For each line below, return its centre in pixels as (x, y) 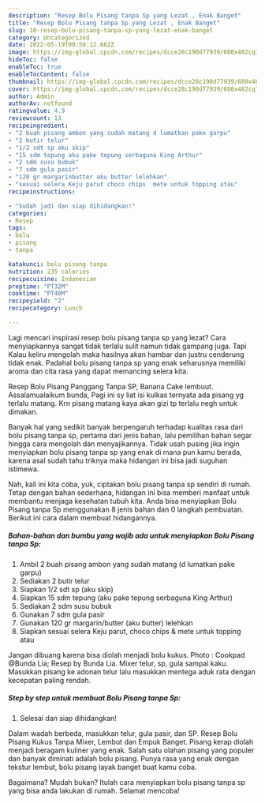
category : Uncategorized (49, 38)
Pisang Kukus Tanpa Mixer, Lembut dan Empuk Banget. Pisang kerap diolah (131, 741)
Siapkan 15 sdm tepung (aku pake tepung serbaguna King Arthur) (126, 598)
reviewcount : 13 (35, 118)
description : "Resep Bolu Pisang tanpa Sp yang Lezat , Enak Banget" (125, 15)
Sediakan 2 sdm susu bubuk (65, 606)
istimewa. (24, 469)
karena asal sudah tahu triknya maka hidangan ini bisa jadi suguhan (118, 460)
